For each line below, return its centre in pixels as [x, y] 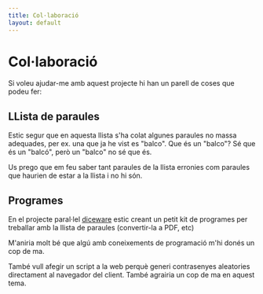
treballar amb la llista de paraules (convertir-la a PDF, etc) [101, 228]
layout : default [35, 23]
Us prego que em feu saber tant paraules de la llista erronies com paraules [129, 167]
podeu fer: [25, 92]
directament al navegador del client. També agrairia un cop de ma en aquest [131, 275]
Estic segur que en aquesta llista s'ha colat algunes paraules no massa [122, 135]
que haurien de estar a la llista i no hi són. [75, 176]
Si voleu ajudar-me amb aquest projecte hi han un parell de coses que [121, 83]
